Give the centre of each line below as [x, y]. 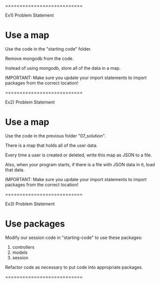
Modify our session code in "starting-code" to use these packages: [74, 237]
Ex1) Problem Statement [29, 15]
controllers [23, 247]
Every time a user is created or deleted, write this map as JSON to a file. [79, 155]
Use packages [35, 224]
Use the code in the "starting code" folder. [48, 49]
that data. [15, 170]
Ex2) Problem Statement [30, 102]
